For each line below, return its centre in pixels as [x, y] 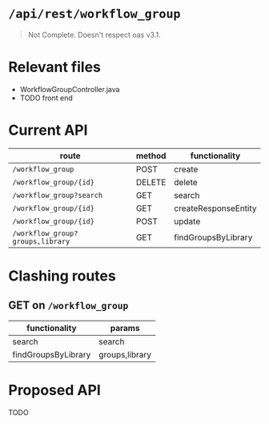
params [125, 328]
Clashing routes [62, 276]
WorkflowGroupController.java [70, 89]
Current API [48, 130]
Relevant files [55, 67]
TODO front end [46, 98]
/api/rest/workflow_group [94, 14]
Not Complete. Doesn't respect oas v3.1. [94, 34]
